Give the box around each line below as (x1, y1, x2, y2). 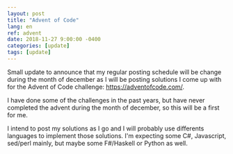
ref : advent (7, 29, 42, 37)
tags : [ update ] (7, 49, 51, 56)
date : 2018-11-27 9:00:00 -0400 (7, 36, 101, 43)
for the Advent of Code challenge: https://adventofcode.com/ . (7, 83, 185, 91)
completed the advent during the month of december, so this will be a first (7, 103, 220, 112)
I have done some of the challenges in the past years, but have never (7, 96, 205, 104)
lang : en (7, 23, 33, 30)
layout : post (7, 10, 45, 17)
